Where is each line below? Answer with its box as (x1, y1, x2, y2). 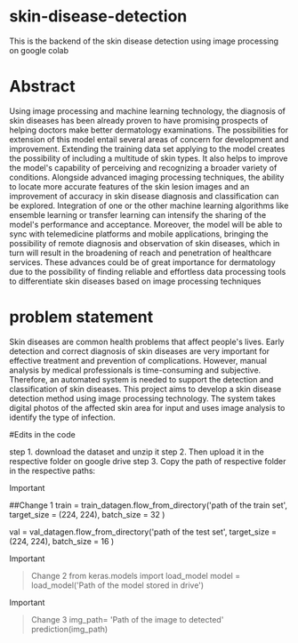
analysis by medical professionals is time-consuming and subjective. (9, 365, 262, 375)
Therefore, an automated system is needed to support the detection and (9, 374, 274, 384)
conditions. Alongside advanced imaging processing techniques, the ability (9, 172, 285, 182)
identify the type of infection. (9, 412, 116, 422)
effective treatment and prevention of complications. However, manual (9, 355, 267, 366)
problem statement (9, 307, 154, 327)
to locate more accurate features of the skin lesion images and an (9, 181, 250, 192)
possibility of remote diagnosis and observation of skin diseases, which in (9, 237, 280, 248)
